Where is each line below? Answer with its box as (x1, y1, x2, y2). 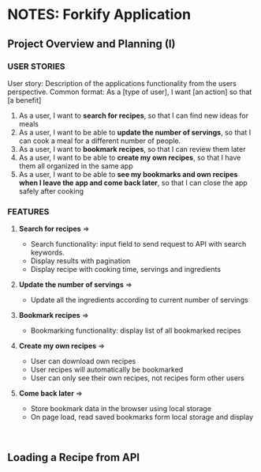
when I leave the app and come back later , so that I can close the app (18, 178, 248, 187)
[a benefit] (7, 95, 42, 104)
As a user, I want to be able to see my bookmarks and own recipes (18, 169, 238, 179)
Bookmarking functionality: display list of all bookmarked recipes (30, 326, 241, 335)
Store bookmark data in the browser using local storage (30, 404, 212, 413)
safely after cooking (18, 186, 84, 195)
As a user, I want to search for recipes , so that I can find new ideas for (18, 111, 249, 120)
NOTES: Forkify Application (7, 6, 191, 24)
